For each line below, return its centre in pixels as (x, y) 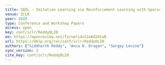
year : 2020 (16, 19)
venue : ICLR (17, 14)
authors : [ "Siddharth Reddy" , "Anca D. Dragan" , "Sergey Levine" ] (74, 46)
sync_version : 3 (22, 50)
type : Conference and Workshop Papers (45, 23)
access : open (18, 28)
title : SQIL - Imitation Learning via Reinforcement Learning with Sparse (83, 10)
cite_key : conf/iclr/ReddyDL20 (37, 55)
